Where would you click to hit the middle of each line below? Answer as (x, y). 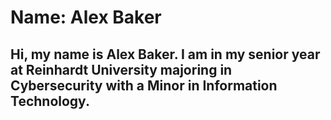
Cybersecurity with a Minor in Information (144, 85)
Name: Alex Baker (86, 17)
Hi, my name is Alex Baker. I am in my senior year (165, 54)
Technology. (50, 101)
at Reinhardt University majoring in (121, 69)
